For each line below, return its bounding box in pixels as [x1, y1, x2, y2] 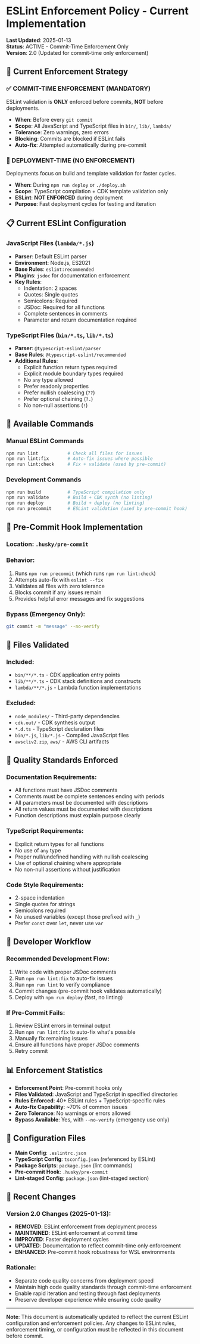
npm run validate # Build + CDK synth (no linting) [6, 495, 153, 500]
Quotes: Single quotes [23, 291, 79, 298]
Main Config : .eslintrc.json [14, 1149, 86, 1156]
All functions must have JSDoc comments [14, 786, 118, 794]
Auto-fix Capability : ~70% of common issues [14, 1103, 128, 1110]
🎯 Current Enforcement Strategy [6, 67, 129, 77]
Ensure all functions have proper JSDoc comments [14, 1041, 140, 1048]
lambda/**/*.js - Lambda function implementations [14, 684, 142, 691]
